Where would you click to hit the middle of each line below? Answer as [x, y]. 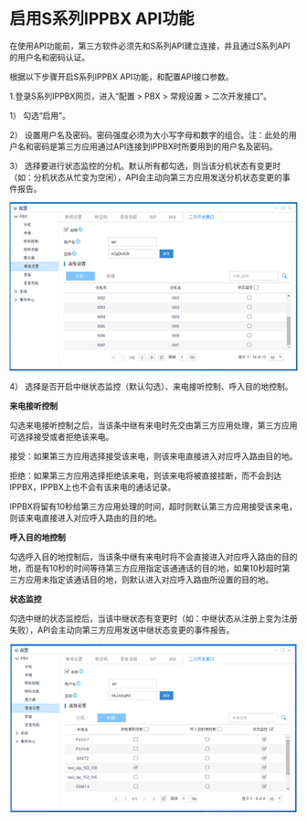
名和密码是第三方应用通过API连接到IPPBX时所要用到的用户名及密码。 [147, 146]
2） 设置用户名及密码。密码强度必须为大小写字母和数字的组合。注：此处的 [149, 134]
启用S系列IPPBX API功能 [102, 19]
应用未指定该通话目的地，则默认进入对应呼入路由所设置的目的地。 [149, 580]
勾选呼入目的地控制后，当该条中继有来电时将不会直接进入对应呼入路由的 [145, 557]
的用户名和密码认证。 [49, 57]
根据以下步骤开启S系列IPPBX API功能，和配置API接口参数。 [122, 76]
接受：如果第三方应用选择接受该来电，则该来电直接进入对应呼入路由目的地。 [153, 456]
